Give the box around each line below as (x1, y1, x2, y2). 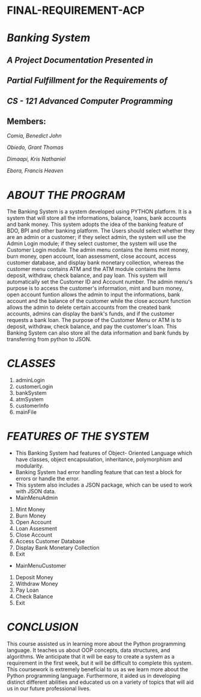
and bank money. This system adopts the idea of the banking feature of (7, 221, 184, 228)
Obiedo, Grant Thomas (7, 144, 64, 151)
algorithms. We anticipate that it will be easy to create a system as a (7, 653, 175, 660)
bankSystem (15, 389, 47, 397)
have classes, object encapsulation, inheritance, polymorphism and (15, 456, 182, 463)
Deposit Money (15, 574, 53, 581)
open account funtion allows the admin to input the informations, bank (7, 291, 181, 298)
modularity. (15, 462, 44, 469)
